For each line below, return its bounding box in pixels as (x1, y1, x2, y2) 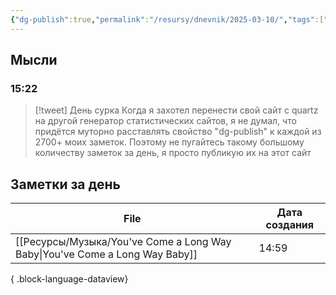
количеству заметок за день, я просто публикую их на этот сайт (34, 147, 312, 159)
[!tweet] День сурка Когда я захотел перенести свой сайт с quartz (34, 104, 319, 116)
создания (265, 218, 315, 232)
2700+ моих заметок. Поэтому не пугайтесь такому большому (34, 136, 305, 148)
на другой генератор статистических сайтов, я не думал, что (34, 115, 297, 127)
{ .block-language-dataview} (10, 273, 129, 285)
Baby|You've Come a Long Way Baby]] (15, 247, 198, 261)
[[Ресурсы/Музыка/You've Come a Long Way (15, 235, 232, 249)
